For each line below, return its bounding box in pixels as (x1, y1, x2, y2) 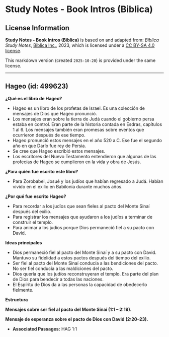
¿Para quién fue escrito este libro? (5, 168, 78, 174)
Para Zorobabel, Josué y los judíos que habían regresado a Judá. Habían (12, 178, 163, 184)
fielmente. (12, 287, 34, 293)
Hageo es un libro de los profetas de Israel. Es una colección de (12, 105, 145, 111)
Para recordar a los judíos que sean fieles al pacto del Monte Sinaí (12, 203, 150, 209)
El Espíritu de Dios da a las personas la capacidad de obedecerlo (12, 281, 147, 288)
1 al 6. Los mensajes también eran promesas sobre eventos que (12, 126, 144, 132)
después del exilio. (12, 208, 52, 215)
